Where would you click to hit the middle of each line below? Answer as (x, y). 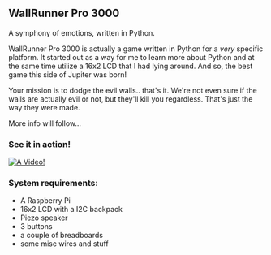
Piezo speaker (44, 218)
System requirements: (54, 184)
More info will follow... (45, 123)
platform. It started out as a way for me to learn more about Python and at (131, 57)
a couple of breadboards (62, 236)
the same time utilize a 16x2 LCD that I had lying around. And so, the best (131, 66)
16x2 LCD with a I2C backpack (71, 210)
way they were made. (44, 107)
